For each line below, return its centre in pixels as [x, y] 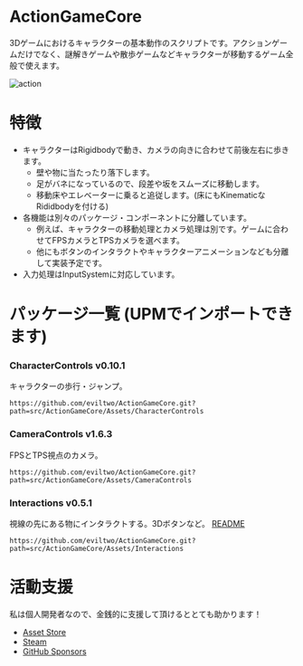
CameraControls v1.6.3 [61, 434]
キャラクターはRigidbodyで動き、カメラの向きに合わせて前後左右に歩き [156, 149]
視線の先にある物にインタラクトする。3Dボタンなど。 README [128, 523]
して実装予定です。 [71, 262]
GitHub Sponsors [55, 651]
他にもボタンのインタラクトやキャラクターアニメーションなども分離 [162, 252]
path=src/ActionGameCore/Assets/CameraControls [101, 480]
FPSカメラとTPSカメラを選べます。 [118, 240]
